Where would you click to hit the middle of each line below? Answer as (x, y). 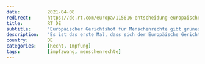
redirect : (19, 18)
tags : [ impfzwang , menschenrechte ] (64, 52)
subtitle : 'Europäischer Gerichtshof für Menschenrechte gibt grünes (103, 29)
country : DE (30, 40)
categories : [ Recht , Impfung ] (49, 46)
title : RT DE (34, 23)
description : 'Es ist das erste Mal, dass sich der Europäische (92, 35)
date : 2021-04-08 (41, 12)
